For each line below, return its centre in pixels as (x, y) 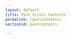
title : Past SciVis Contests (36, 15)
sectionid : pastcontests (31, 24)
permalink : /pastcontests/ (33, 19)
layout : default (22, 10)
